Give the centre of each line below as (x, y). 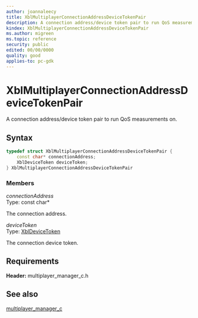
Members (20, 183)
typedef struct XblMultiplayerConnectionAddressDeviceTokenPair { (89, 151)
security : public (27, 45)
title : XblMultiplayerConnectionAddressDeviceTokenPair (76, 17)
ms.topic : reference (32, 39)
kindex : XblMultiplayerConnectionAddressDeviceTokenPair (77, 28)
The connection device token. (42, 243)
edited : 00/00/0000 (30, 50)
